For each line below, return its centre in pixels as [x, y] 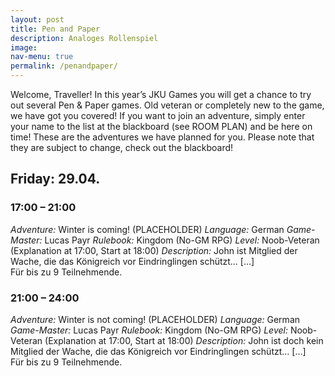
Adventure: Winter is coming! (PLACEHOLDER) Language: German [147, 229]
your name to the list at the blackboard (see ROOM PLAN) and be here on [161, 126]
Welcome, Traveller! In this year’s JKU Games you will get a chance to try [161, 94]
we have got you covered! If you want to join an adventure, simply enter [158, 115]
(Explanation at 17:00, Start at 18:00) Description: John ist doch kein [184, 340]
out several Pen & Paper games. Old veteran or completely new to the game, [167, 105]
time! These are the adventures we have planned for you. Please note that [162, 137]
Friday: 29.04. [55, 179]
